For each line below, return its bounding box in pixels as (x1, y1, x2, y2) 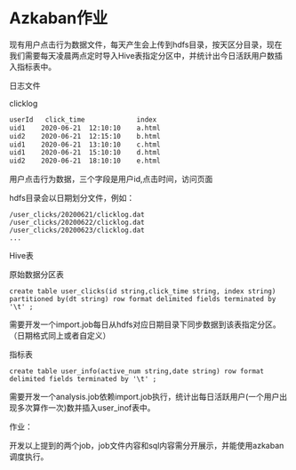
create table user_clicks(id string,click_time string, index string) (9, 287, 276, 296)
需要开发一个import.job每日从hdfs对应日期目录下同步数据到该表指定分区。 (9, 319, 282, 330)
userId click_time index (9, 115, 157, 124)
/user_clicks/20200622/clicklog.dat (9, 219, 145, 227)
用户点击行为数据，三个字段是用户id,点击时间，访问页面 (9, 174, 213, 185)
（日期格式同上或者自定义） (9, 331, 111, 341)
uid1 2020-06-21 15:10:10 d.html (9, 148, 162, 157)
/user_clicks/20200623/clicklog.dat (9, 226, 145, 235)
